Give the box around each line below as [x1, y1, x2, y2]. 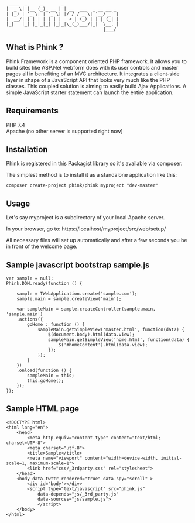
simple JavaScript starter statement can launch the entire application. [6, 89, 174, 96]
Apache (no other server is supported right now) [6, 128, 123, 135]
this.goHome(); [27, 378, 64, 384]
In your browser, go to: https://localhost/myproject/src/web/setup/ [6, 225, 166, 232]
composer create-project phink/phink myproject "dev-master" [6, 183, 159, 188]
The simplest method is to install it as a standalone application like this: [6, 171, 177, 178]
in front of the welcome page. [6, 243, 78, 250]
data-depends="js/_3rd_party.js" [37, 491, 119, 497]
